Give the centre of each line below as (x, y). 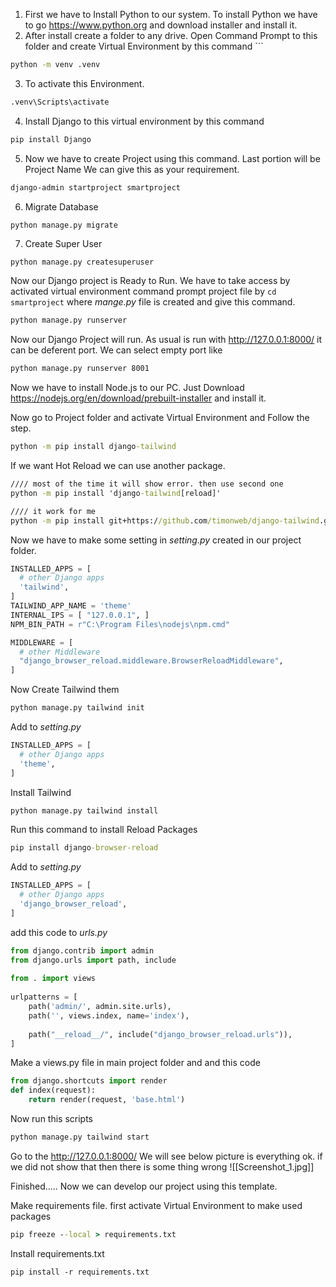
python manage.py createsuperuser (82, 262)
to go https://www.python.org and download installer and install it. (161, 25)
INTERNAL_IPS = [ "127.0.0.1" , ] (80, 615)
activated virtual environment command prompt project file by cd (143, 291)
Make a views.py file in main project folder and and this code (135, 1063)
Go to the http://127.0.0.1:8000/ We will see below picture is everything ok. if (166, 1156)
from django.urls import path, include (93, 960)
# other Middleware (60, 652)
